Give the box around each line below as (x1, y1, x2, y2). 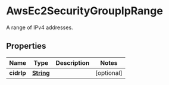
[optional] (95, 68, 123, 77)
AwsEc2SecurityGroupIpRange (6, 4, 164, 18)
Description (55, 58, 90, 67)
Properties (6, 41, 46, 51)
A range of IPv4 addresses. (6, 24, 73, 31)
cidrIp (9, 68, 27, 77)
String (32, 68, 50, 77)
